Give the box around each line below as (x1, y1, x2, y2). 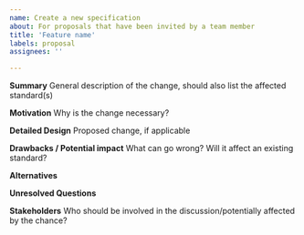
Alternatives (9, 170, 58, 181)
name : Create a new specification (9, 13, 142, 23)
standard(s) (9, 90, 53, 101)
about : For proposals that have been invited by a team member (9, 22, 256, 31)
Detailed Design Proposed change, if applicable (9, 125, 191, 137)
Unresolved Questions (9, 188, 97, 199)
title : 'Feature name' (9, 30, 96, 39)
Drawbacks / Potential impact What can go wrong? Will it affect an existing (9, 143, 294, 154)
